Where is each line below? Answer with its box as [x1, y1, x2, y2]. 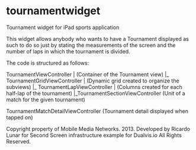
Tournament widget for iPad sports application [6, 24, 120, 31]
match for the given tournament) [6, 96, 86, 103]
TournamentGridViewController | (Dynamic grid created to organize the [6, 77, 179, 84]
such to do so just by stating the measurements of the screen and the [6, 42, 176, 49]
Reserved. [6, 138, 31, 145]
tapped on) [6, 114, 34, 121]
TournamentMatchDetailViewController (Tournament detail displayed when [6, 107, 188, 114]
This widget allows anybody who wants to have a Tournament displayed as [6, 35, 189, 42]
